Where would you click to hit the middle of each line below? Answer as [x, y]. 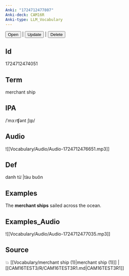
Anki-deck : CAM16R [25, 15]
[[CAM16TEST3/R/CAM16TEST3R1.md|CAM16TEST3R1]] [65, 268]
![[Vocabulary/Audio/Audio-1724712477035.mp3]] [58, 234]
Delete [57, 34]
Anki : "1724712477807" [29, 10]
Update [35, 34]
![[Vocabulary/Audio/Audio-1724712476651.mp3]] [58, 149]
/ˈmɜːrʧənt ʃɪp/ [20, 120]
